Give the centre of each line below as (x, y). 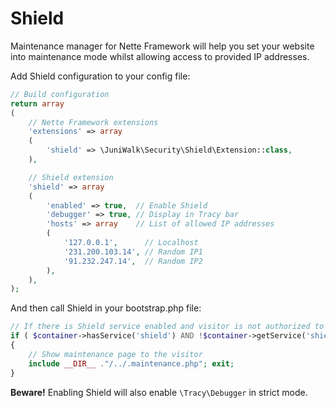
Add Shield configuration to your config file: (100, 76)
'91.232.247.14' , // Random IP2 (133, 261)
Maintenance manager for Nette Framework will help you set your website (162, 46)
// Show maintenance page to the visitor (115, 354)
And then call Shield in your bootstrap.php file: (106, 308)
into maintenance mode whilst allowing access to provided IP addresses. (160, 56)
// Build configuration (60, 94)
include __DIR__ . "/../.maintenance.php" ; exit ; (131, 363)
